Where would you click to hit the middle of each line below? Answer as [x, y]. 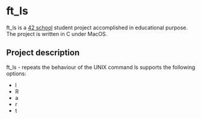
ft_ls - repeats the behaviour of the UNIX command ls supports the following [101, 67]
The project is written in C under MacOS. [57, 33]
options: [17, 74]
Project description [43, 53]
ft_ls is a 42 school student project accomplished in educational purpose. [97, 28]
